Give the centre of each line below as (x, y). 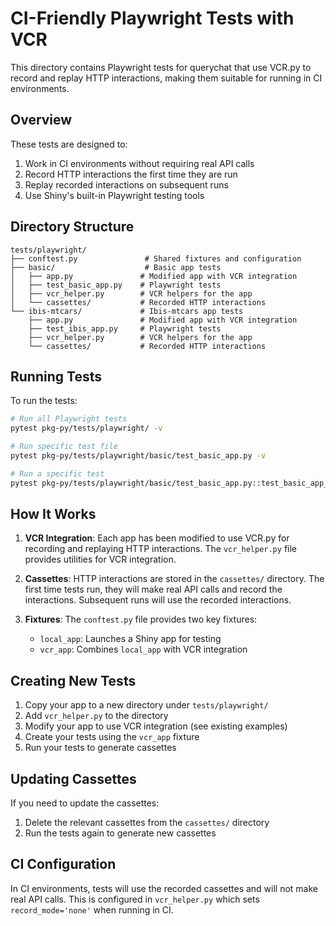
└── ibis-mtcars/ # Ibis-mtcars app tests (127, 311)
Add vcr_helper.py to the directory (96, 716)
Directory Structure (72, 227)
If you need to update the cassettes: (85, 803)
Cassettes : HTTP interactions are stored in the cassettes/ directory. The (174, 579)
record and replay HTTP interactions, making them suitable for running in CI (166, 78)
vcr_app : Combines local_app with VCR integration (143, 649)
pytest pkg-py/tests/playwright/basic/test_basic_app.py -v (138, 456)
